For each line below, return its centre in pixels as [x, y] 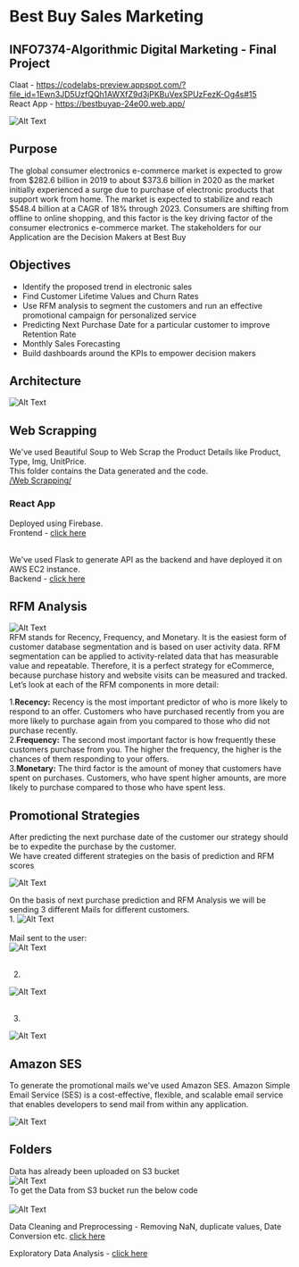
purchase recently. [44, 730]
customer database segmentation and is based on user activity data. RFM [145, 647]
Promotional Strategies [75, 816]
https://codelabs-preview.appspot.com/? [111, 85]
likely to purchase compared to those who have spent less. [117, 788]
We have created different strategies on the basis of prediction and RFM [142, 856]
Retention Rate [49, 334]
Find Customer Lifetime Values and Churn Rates [110, 296]
